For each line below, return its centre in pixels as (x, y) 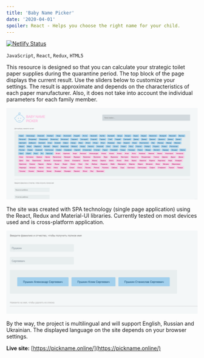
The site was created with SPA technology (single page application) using (98, 209)
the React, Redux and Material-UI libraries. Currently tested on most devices (102, 215)
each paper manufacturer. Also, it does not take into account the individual (100, 93)
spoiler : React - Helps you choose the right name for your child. (93, 26)
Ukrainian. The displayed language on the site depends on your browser (97, 330)
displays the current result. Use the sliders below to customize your (91, 80)
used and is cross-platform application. (55, 222)
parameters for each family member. (52, 100)
